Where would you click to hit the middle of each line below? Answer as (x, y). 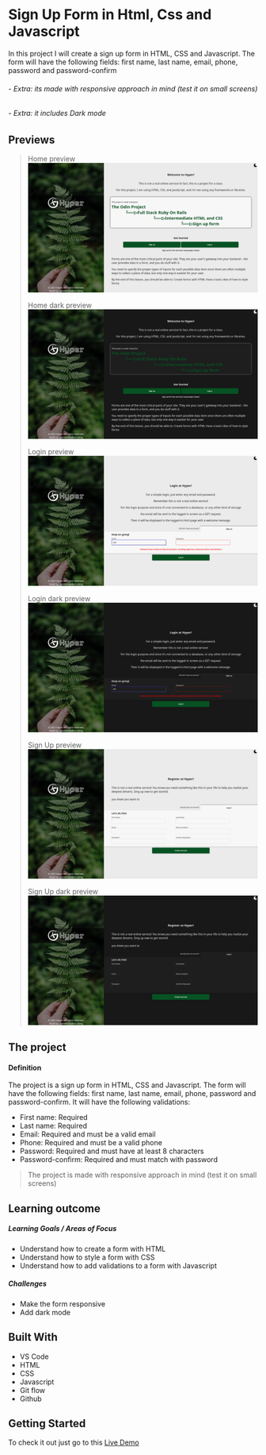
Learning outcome (54, 1208)
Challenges (28, 1283)
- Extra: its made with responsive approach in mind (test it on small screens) (133, 88)
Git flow (32, 1390)
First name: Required (54, 1117)
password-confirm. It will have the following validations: (99, 1102)
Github (30, 1399)
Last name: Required (53, 1126)
